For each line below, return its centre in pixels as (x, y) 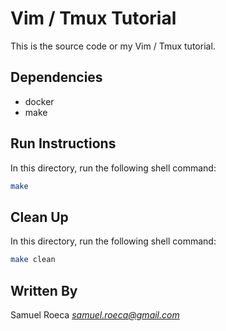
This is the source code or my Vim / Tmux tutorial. (113, 46)
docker (39, 101)
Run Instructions (63, 143)
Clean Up (39, 217)
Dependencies (56, 77)
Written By (44, 290)
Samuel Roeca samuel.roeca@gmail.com (95, 314)
